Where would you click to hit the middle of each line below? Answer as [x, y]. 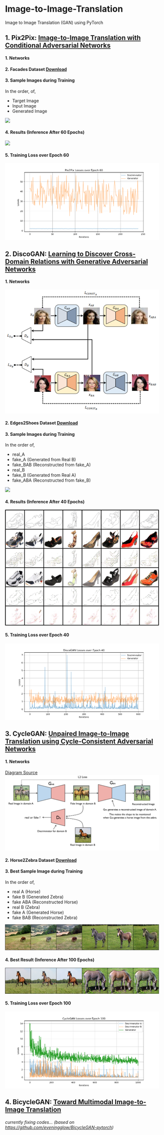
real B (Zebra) [26, 907]
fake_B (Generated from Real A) [44, 475]
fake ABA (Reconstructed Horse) [45, 902]
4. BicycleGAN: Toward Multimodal [59, 1102]
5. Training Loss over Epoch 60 [37, 155]
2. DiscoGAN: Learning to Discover [59, 254]
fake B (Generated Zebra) [38, 897]
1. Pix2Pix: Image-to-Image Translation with [73, 38]
